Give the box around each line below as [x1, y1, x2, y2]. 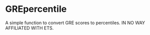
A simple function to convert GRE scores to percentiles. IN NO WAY [5, 20, 145, 26]
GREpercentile [5, 3, 67, 15]
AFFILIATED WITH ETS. [5, 25, 54, 31]
